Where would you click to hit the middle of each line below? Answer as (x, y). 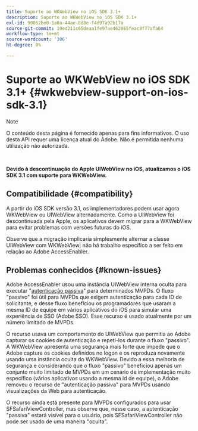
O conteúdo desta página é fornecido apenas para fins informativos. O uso (98, 133)
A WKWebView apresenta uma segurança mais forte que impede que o (93, 347)
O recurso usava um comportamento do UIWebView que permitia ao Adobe (99, 334)
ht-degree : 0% (24, 45)
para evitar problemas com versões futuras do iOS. (69, 227)
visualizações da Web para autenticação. (56, 391)
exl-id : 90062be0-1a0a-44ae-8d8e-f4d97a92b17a (65, 23)
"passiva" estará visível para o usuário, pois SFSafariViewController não (94, 416)
